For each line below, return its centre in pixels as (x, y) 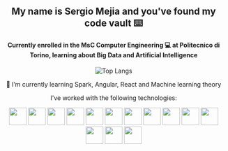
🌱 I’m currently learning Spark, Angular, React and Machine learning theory (114, 84)
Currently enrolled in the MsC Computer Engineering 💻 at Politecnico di (114, 45)
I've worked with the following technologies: (113, 98)
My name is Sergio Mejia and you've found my (114, 12)
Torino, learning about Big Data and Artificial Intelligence (114, 55)
